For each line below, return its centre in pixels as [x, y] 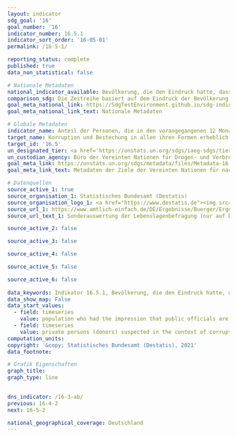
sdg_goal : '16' [30, 20]
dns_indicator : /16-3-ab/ [45, 397]
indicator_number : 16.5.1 [45, 34]
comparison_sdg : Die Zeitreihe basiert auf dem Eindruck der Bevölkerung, [120, 98]
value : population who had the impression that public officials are [124, 319]
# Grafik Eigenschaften [42, 364]
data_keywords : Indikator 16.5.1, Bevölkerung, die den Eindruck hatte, [116, 293]
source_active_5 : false [42, 267]
